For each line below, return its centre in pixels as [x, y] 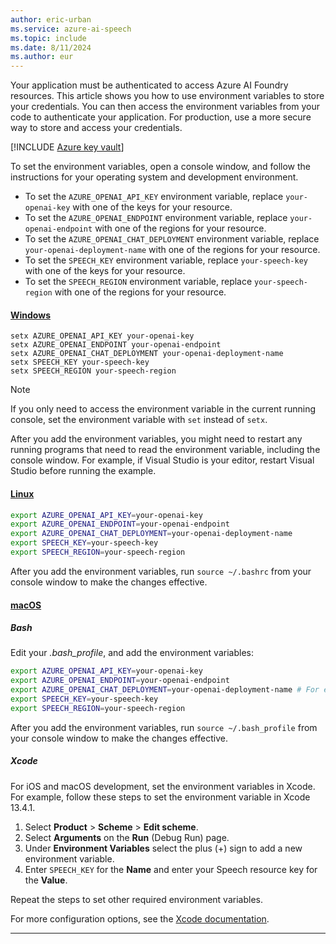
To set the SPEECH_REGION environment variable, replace [138, 282]
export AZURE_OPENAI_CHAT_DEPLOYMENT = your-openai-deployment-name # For [165, 690]
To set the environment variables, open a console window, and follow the [160, 167]
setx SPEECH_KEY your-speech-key [80, 362]
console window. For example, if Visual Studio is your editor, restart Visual [162, 460]
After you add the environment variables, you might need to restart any [156, 439]
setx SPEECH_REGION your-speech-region [93, 371]
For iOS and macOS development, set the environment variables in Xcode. [163, 786]
